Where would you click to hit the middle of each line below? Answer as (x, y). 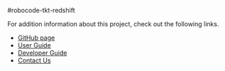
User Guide (34, 45)
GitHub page (36, 38)
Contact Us (34, 60)
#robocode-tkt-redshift (41, 10)
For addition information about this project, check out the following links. (113, 24)
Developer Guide (42, 53)
